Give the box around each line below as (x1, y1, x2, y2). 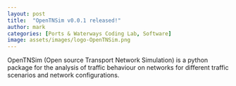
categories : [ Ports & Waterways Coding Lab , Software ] (7, 30, 172, 37)
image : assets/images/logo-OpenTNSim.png (7, 37, 131, 44)
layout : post (7, 10, 46, 18)
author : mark (7, 23, 46, 30)
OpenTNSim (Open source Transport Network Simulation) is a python (7, 56, 209, 64)
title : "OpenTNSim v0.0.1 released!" (7, 17, 121, 24)
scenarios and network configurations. (7, 71, 120, 80)
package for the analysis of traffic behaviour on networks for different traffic (7, 63, 229, 72)
